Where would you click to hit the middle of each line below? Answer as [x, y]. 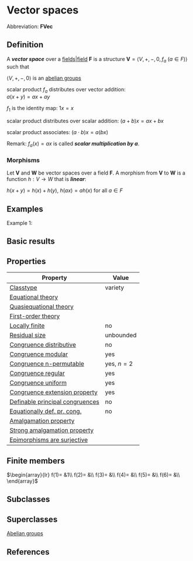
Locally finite [27, 326]
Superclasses [32, 519]
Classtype [23, 288]
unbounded [121, 336]
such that [18, 66]
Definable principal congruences [55, 402]
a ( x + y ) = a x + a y [28, 97]
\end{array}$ [23, 481]
